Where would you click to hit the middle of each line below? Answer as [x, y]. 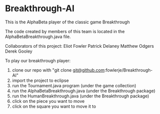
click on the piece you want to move [48, 101]
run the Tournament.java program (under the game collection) [74, 85]
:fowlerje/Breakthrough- [128, 70]
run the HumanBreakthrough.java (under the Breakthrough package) [80, 96]
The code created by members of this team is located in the [65, 31]
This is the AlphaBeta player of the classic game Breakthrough [67, 22]
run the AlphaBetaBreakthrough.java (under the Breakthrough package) [84, 91]
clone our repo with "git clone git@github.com [58, 70]
